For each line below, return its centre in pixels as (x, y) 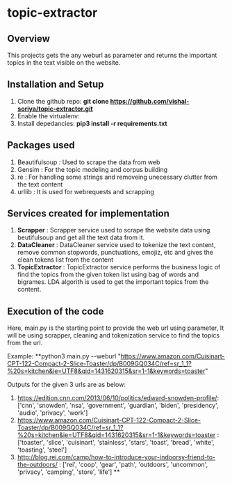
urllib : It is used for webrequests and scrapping (85, 191)
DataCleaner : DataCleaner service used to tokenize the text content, (116, 245)
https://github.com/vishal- (150, 101)
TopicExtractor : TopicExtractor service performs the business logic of (119, 267)
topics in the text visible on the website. (64, 63)
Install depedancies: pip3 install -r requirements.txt (92, 123)
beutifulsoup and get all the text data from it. (81, 237)
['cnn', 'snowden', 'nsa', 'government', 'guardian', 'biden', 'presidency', (118, 406)
